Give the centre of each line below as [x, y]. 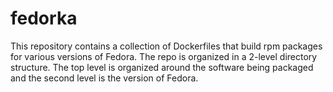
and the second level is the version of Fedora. [104, 78]
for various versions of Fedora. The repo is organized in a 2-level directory [164, 56]
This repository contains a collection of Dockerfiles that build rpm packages [166, 46]
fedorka [44, 18]
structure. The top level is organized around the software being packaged [162, 67]
